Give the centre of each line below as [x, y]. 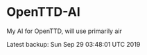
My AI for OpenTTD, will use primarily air [64, 31]
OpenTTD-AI [43, 12]
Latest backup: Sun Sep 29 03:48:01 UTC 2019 [73, 44]
